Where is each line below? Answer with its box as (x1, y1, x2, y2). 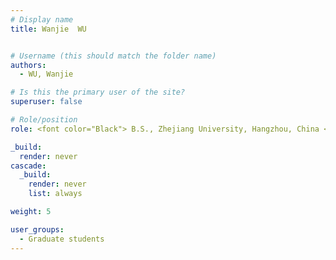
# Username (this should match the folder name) (10, 51, 217, 61)
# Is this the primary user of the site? (10, 87, 186, 98)
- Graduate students (19, 234, 105, 244)
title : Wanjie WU (10, 24, 87, 34)
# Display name (10, 14, 74, 25)
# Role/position (10, 115, 78, 125)
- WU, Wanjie (19, 69, 74, 80)
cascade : (10, 161, 47, 171)
